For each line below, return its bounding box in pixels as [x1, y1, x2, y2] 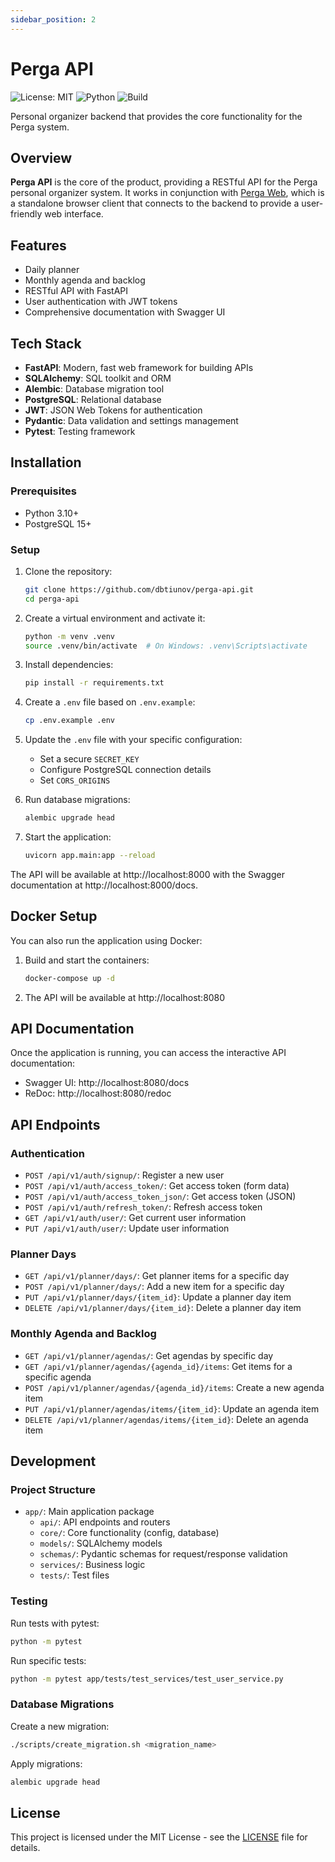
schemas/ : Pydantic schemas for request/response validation [39, 1548, 288, 1560]
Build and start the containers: [24, 954, 150, 966]
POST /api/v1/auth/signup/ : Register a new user [24, 1169, 225, 1181]
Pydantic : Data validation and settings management [24, 415, 239, 426]
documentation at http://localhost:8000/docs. [10, 879, 198, 891]
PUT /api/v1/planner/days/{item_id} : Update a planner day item [24, 1291, 292, 1303]
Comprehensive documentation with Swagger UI [24, 306, 226, 318]
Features [10, 237, 67, 254]
